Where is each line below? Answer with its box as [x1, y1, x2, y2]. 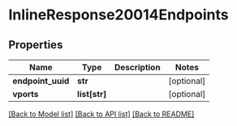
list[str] [76, 89, 107, 99]
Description [114, 62, 161, 73]
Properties [8, 38, 63, 52]
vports [12, 89, 39, 99]
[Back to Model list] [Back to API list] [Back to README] [8, 109, 195, 119]
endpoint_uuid [12, 75, 70, 86]
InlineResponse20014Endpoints [8, 6, 229, 24]
